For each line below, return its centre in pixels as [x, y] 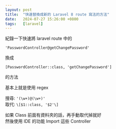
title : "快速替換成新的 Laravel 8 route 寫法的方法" [58, 14]
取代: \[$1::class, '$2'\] [32, 105]
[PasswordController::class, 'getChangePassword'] [58, 67]
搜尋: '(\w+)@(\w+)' [25, 98]
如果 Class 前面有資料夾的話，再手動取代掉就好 [53, 115]
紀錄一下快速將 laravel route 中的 [39, 38]
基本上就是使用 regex [27, 88]
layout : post [19, 10]
